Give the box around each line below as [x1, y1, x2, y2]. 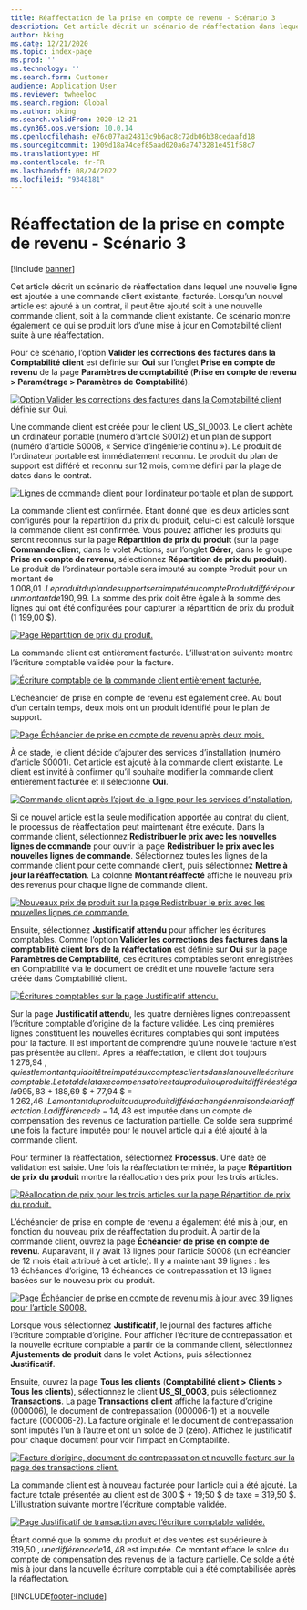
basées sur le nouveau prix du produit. [10, 1275, 156, 1286]
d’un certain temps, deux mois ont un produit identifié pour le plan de [10, 702, 270, 713]
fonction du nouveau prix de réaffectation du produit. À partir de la [10, 1227, 261, 1238]
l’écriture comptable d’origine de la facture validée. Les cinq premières [10, 1019, 275, 1030]
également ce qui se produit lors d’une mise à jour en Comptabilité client [10, 320, 282, 331]
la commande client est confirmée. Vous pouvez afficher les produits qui [10, 525, 283, 536]
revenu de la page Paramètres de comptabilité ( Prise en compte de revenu [10, 367, 297, 378]
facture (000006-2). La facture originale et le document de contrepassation [10, 1416, 294, 1427]
